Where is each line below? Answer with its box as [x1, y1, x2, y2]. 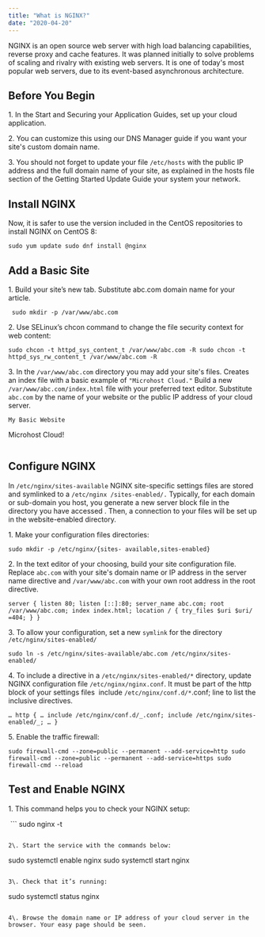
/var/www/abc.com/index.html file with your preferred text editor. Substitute [8, 384, 253, 393]
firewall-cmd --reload [8, 761, 83, 769]
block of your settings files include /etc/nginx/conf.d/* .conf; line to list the [8, 687, 256, 697]
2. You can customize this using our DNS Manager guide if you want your [8, 134, 248, 143]
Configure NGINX [8, 460, 97, 473]
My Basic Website [8, 415, 66, 424]
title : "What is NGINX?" [8, 11, 90, 20]
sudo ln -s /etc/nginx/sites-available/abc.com [8, 649, 168, 658]
